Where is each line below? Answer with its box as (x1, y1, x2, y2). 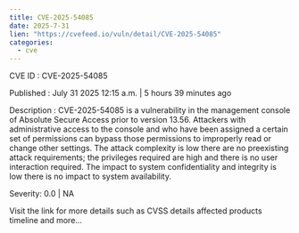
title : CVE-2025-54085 (9, 12, 94, 22)
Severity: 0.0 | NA (9, 189, 74, 199)
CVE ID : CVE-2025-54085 (9, 70, 109, 81)
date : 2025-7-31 (9, 21, 70, 30)
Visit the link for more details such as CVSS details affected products (9, 205, 262, 216)
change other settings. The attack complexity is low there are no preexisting (9, 143, 289, 154)
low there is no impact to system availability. (9, 171, 172, 182)
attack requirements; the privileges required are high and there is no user (9, 152, 278, 163)
